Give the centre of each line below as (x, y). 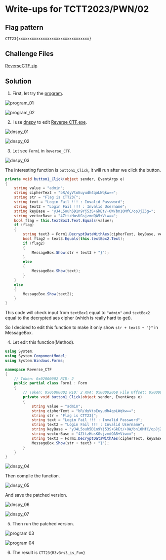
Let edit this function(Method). (43, 342)
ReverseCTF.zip (21, 66)
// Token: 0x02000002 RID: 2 (44, 379)
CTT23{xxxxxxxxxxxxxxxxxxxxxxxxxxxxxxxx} (48, 39)
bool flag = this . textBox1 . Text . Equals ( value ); (64, 220)
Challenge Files (29, 54)
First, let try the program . (38, 93)
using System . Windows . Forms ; (35, 360)
